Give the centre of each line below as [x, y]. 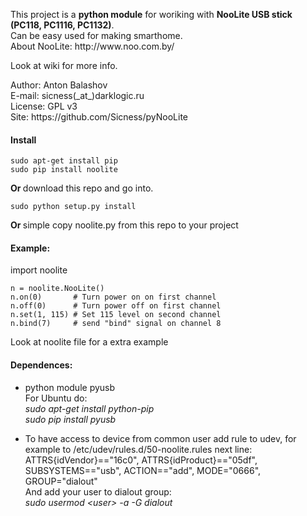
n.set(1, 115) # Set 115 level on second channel [116, 315]
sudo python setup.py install [73, 207]
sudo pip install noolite [64, 170]
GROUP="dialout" [61, 481]
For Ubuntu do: [56, 398]
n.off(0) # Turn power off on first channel [116, 306]
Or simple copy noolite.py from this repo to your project [124, 225]
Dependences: [41, 365]
